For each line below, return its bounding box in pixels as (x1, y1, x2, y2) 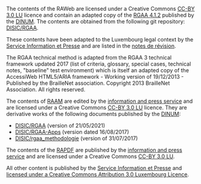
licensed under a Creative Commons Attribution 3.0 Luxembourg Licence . (6, 171, 190, 178)
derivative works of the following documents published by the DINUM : (6, 111, 181, 117)
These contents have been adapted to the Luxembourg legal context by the (6, 36, 194, 43)
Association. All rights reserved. (6, 86, 86, 93)
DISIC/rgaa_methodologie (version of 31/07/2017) (14, 135, 138, 142)
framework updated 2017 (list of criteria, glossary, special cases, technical (6, 60, 191, 67)
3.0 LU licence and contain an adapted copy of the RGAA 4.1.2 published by (6, 11, 194, 19)
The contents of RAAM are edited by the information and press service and (6, 97, 193, 105)
